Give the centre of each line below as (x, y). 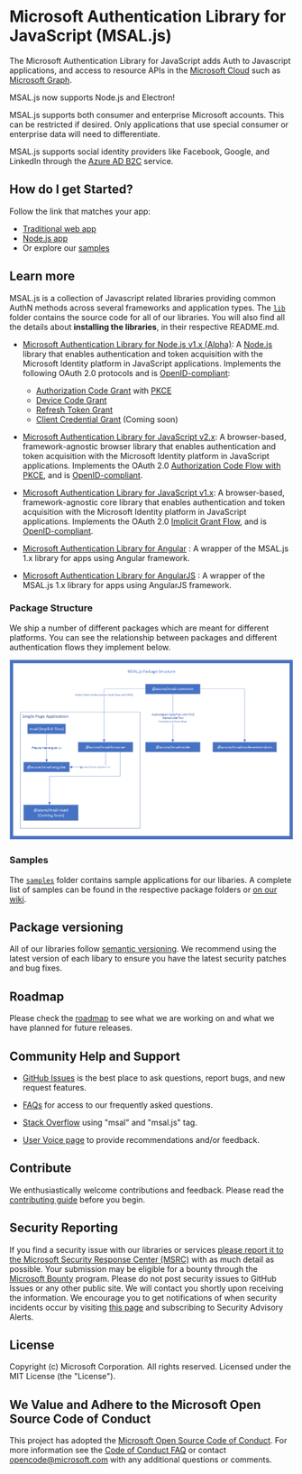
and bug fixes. (36, 968)
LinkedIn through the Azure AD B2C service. (92, 161)
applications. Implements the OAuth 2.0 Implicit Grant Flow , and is (145, 521)
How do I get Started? (71, 190)
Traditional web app (59, 228)
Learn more (42, 276)
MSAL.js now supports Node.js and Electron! (92, 97)
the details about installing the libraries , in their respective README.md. (144, 327)
